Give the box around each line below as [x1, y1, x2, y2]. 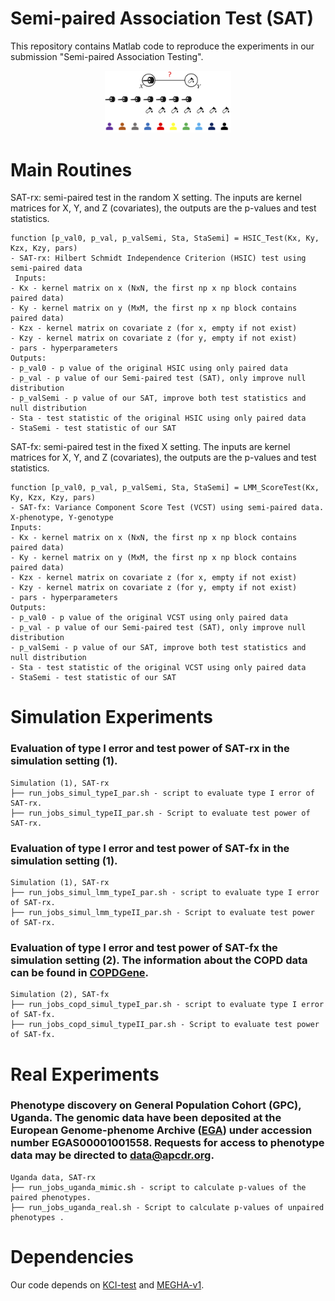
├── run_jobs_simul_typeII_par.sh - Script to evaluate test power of [10, 808, 311, 818]
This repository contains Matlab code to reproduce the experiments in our [10, 40, 315, 52]
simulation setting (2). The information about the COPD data [10, 953, 308, 967]
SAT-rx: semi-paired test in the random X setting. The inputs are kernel [10, 192, 302, 204]
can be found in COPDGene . [10, 965, 150, 979]
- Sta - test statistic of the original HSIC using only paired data [10, 413, 307, 424]
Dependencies [10, 1246, 134, 1269]
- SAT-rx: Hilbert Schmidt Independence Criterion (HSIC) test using [10, 253, 307, 264]
